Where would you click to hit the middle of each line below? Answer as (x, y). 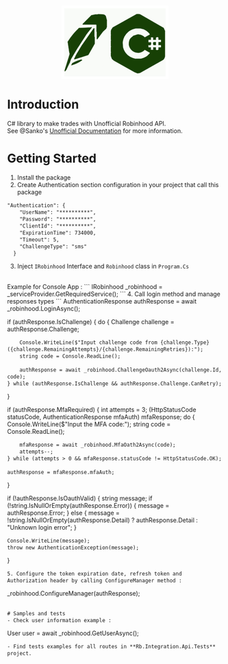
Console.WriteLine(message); (49, 541)
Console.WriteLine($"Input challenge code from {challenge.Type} (115, 342)
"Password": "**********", (58, 219)
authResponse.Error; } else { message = (63, 513)
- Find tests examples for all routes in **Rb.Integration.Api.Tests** (111, 646)
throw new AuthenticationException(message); (73, 548)
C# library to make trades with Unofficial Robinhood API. (87, 123)
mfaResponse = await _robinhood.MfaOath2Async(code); (98, 445)
